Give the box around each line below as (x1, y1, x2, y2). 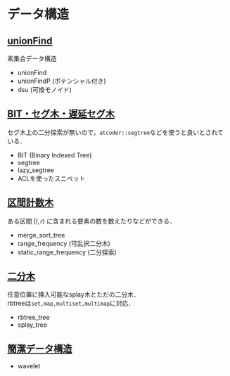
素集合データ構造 (7, 54, 57, 63)
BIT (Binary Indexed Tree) (17, 150, 92, 159)
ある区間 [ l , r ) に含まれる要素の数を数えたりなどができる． (7, 216, 176, 225)
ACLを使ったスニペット (17, 174, 86, 183)
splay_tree (17, 320, 47, 329)
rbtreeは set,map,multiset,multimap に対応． (7, 299, 135, 308)
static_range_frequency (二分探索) (17, 247, 117, 257)
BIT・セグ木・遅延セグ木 (7, 108, 115, 120)
